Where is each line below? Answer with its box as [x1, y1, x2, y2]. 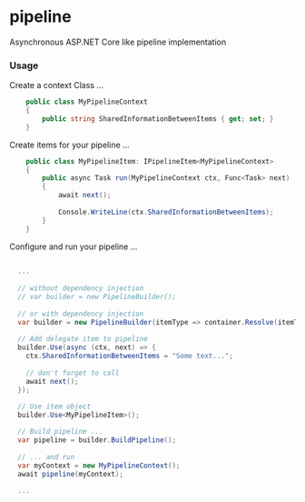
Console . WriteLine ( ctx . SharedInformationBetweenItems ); [57, 207, 274, 216]
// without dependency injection [17, 284, 144, 293]
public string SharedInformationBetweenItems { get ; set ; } [42, 114, 274, 124]
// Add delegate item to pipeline [17, 335, 148, 344]
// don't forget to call [25, 368, 120, 377]
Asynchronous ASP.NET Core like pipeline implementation [9, 36, 227, 47]
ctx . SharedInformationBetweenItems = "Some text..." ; [25, 352, 233, 361]
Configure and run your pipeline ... [9, 241, 138, 252]
